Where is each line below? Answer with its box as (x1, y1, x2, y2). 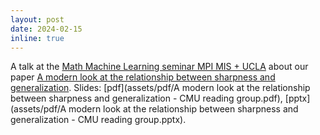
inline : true (10, 33, 65, 43)
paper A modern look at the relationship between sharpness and (10, 71, 276, 83)
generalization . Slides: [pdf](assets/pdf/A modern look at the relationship (10, 82, 311, 94)
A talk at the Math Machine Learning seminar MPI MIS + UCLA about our (10, 61, 309, 73)
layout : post (10, 14, 65, 25)
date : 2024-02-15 (10, 24, 83, 34)
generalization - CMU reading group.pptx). (10, 114, 187, 126)
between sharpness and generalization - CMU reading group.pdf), (10, 92, 283, 105)
